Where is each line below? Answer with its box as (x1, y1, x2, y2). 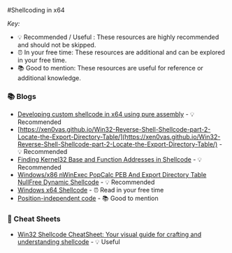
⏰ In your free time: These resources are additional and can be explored (17, 48, 226, 56)
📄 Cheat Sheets (7, 214, 61, 224)
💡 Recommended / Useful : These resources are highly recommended (17, 33, 219, 41)
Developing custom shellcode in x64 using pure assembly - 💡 (17, 110, 195, 118)
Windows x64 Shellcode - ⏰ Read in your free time (17, 186, 164, 194)
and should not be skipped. (17, 41, 96, 49)
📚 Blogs (7, 91, 36, 101)
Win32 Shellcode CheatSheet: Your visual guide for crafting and (17, 230, 202, 238)
